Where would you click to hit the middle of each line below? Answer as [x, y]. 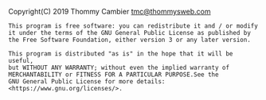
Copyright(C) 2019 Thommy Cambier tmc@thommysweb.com [110, 12]
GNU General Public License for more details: [87, 82]
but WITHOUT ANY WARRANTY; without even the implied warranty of [119, 67]
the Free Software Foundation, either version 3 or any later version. [129, 40]
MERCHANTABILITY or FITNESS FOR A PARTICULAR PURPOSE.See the [113, 75]
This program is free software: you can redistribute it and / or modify [133, 26]
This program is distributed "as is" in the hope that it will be [121, 54]
